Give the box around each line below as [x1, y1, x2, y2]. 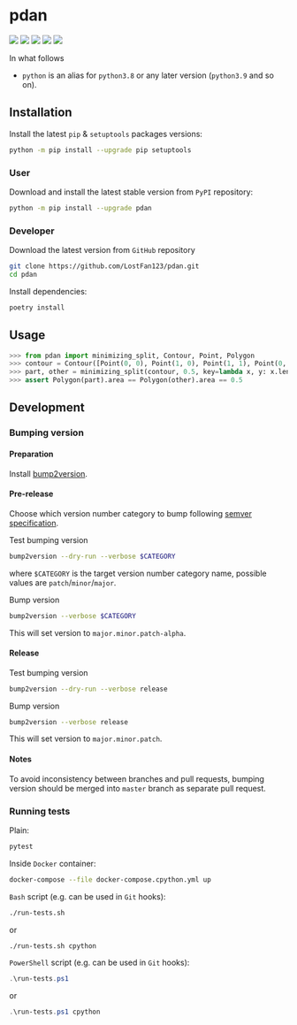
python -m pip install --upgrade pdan [9, 203, 152, 212]
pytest [9, 842, 34, 851]
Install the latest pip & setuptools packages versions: [9, 128, 203, 139]
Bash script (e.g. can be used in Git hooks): [9, 891, 166, 902]
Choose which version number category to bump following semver [9, 508, 252, 518]
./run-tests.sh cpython [9, 941, 97, 951]
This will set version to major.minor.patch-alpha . [9, 627, 187, 638]
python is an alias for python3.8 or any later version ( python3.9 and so [21, 70, 274, 80]
